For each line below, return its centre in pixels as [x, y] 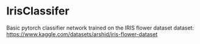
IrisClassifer [38, 11]
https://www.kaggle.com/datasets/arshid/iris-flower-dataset [82, 34]
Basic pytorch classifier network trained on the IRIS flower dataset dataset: [100, 28]
